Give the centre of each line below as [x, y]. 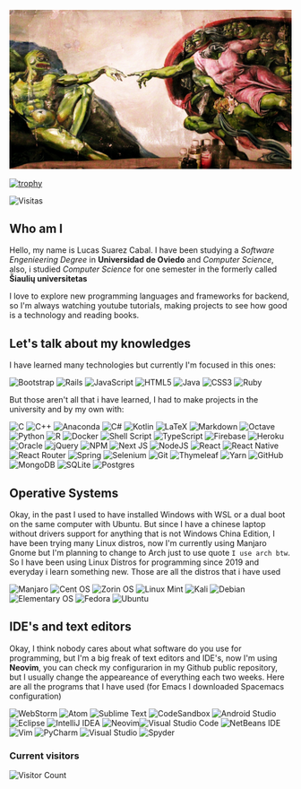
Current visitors [44, 756]
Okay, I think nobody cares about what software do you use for [125, 648]
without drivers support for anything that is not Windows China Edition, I [142, 533]
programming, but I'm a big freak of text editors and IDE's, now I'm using [143, 658]
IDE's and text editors [70, 627]
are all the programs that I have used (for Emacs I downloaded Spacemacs [147, 686]
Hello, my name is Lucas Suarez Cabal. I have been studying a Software [142, 250]
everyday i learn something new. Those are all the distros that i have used [145, 571]
